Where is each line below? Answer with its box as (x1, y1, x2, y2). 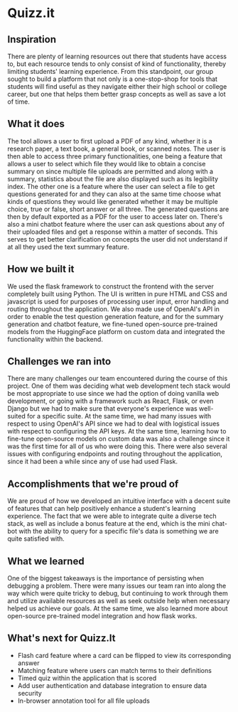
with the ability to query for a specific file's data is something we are (18, 527, 219, 536)
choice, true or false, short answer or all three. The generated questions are (7, 205, 229, 213)
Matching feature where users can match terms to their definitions (17, 666, 212, 674)
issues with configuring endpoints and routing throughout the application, (7, 450, 222, 458)
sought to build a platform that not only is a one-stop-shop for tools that (7, 75, 218, 83)
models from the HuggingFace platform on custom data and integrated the (7, 327, 225, 335)
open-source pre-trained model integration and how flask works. (7, 612, 198, 620)
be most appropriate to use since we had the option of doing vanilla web (7, 389, 220, 398)
